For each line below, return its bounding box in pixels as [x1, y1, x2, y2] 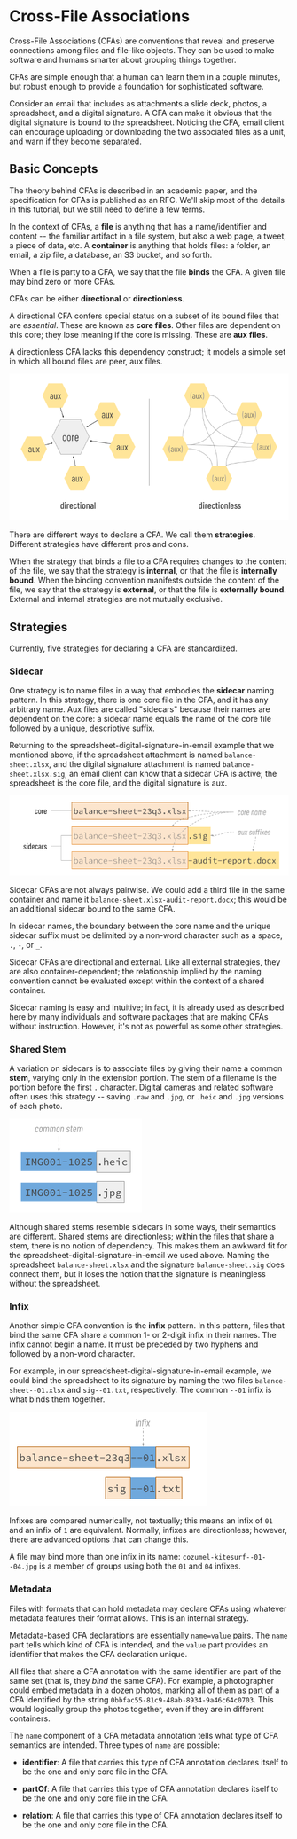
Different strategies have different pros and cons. [9, 539, 189, 550]
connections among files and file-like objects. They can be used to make [9, 44, 275, 55]
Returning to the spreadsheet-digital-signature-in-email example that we [9, 740, 275, 751]
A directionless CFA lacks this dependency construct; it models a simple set [9, 346, 286, 356]
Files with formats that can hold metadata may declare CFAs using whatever [9, 1603, 287, 1614]
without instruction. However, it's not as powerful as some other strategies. [9, 1021, 284, 1031]
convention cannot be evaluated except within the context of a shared [9, 975, 265, 986]
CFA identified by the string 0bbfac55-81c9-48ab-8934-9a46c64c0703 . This [9, 1694, 274, 1704]
